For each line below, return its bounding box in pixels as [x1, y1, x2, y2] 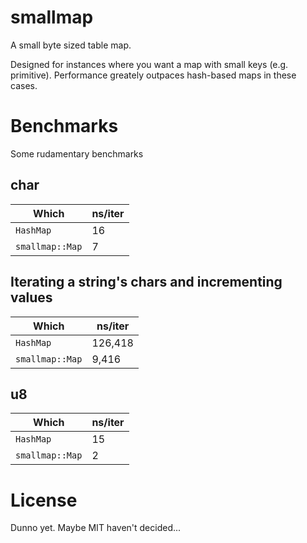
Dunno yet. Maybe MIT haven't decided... [10, 522, 182, 534]
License [10, 489, 78, 511]
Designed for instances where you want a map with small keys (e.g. [10, 58, 289, 70]
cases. [10, 79, 38, 91]
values [10, 289, 53, 306]
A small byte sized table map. [10, 39, 132, 51]
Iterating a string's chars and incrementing [10, 274, 283, 291]
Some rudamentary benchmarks [10, 147, 144, 160]
